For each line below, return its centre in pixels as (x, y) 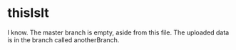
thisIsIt (29, 13)
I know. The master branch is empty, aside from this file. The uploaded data (118, 32)
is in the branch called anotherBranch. (63, 39)
